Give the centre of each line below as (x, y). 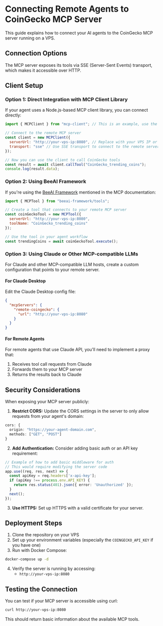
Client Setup (24, 86)
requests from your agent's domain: (48, 416)
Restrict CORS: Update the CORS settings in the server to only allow (81, 411)
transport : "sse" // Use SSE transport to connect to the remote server (84, 147)
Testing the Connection (41, 589)
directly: (13, 115)
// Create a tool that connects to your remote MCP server (66, 210)
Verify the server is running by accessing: (54, 568)
